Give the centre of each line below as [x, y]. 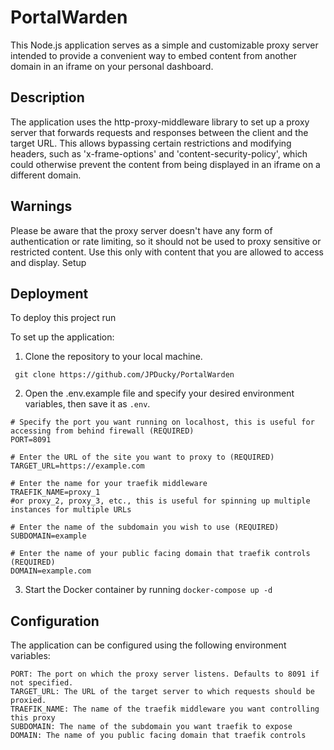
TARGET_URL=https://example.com [77, 466]
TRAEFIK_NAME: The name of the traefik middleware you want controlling [165, 709]
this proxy [33, 718]
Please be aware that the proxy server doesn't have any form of [141, 230]
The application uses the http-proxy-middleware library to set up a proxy [160, 122]
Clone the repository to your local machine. [113, 357]
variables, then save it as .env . [87, 404]
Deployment [49, 293]
